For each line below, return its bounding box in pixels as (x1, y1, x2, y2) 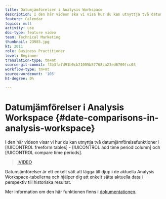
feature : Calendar (5, 16, 43, 21)
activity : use (5, 26, 35, 31)
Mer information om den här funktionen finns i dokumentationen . (5, 189, 137, 195)
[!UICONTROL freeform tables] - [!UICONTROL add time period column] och (5, 144, 161, 150)
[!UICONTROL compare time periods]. (5, 149, 83, 156)
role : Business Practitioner (5, 48, 65, 53)
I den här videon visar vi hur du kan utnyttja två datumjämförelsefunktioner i (5, 139, 160, 145)
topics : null (5, 21, 32, 26)
